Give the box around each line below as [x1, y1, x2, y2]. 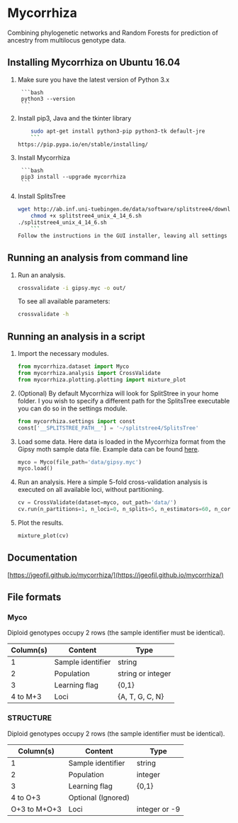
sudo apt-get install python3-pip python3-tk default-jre [30, 128, 205, 135]
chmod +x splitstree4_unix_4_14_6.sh [30, 213, 142, 220]
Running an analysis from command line [7, 252, 188, 264]
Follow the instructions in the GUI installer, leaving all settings [17, 232, 228, 239]
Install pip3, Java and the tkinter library [17, 113, 132, 122]
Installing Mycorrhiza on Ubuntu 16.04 [7, 57, 181, 69]
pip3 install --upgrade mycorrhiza [21, 174, 126, 181]
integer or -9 [136, 804, 181, 814]
